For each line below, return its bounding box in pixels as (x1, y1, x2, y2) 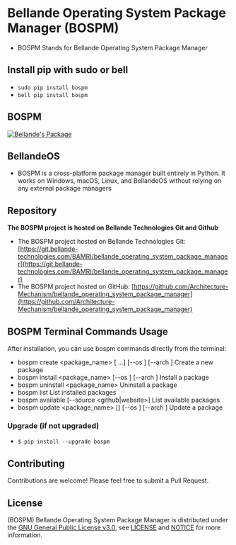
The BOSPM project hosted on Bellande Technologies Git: (17, 237, 186, 246)
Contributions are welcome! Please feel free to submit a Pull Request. (7, 476, 209, 485)
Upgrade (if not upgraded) (7, 420, 100, 430)
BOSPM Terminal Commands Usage (7, 325, 168, 337)
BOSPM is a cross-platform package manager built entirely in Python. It (17, 169, 226, 178)
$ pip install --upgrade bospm (17, 438, 110, 446)
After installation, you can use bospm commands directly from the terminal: (7, 344, 227, 352)
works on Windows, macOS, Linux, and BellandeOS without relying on (17, 176, 222, 185)
